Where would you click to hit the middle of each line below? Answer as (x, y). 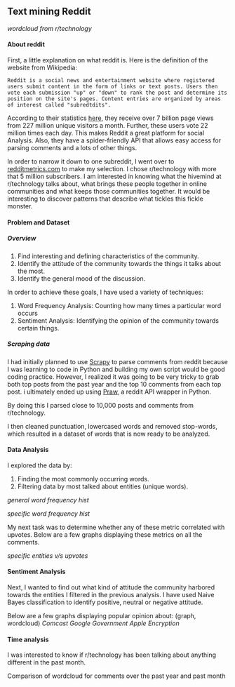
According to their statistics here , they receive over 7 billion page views (110, 118)
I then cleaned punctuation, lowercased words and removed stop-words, (112, 426)
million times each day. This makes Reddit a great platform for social (106, 133)
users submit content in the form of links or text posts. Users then (113, 87)
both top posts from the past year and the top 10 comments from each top (114, 384)
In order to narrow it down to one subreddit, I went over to (91, 161)
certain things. (38, 328)
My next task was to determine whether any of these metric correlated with (116, 527)
